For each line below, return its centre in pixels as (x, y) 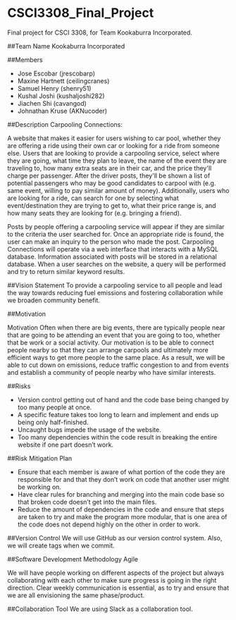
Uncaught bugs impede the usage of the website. (89, 429)
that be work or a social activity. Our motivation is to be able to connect (111, 342)
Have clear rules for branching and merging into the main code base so (121, 494)
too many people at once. (55, 407)
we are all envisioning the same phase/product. (76, 595)
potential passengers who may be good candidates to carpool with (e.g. (112, 183)
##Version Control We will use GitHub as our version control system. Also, (115, 538)
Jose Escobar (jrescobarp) (56, 73)
